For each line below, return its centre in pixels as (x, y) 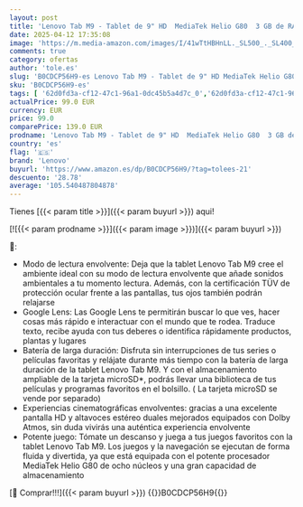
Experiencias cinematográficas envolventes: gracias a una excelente (150, 408)
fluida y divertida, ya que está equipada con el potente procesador (146, 456)
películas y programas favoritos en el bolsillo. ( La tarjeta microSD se (150, 389)
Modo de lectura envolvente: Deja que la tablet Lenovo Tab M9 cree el (153, 264)
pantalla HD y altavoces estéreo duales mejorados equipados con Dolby (156, 418)
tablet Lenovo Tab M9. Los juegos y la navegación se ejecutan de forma (156, 446)
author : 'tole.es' (44, 69)
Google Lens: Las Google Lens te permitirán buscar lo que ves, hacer (151, 312)
